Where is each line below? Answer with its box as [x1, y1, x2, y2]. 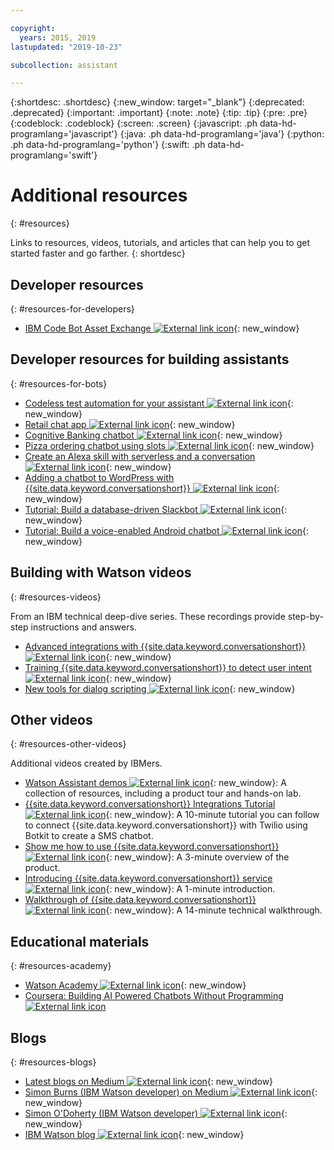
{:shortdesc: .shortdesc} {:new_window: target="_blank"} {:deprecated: [10, 96, 305, 108]
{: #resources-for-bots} [10, 377, 108, 390]
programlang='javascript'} [10, 128, 118, 140]
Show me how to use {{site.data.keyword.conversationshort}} [24, 841, 280, 853]
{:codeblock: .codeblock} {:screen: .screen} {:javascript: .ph [10, 117, 258, 130]
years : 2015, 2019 [19, 32, 97, 43]
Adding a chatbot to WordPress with [24, 471, 175, 483]
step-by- [287, 610, 324, 622]
